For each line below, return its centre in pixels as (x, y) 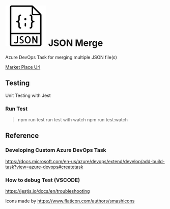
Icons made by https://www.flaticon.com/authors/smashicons (70, 201)
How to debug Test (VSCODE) (43, 180)
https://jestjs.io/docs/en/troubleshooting (48, 191)
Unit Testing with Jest (28, 95)
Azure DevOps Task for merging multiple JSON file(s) (61, 57)
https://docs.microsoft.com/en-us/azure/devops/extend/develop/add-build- (85, 161)
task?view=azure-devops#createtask (44, 167)
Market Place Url (23, 67)
